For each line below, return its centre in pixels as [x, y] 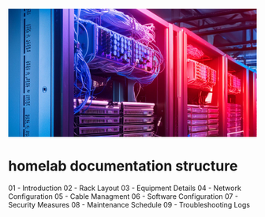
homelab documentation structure [123, 166]
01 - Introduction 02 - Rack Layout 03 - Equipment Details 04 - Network [125, 188]
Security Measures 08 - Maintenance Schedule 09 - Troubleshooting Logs [129, 205]
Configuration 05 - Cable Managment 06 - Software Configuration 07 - [123, 196]
